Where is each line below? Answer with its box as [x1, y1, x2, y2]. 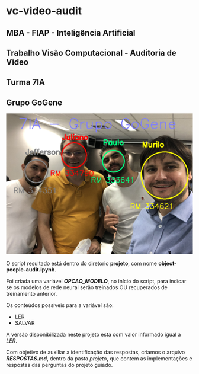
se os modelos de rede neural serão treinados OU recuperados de [6, 283, 168, 291]
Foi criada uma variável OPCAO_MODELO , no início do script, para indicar [6, 277, 187, 285]
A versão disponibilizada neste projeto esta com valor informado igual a [6, 331, 181, 338]
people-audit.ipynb [6, 266, 55, 273]
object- [158, 260, 177, 267]
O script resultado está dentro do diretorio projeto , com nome [6, 260, 157, 267]
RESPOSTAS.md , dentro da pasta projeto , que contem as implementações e [6, 354, 192, 362]
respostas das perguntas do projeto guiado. [6, 361, 113, 368]
